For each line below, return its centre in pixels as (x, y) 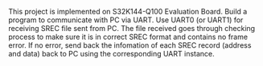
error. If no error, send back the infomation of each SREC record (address (130, 45)
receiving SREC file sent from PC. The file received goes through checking (132, 28)
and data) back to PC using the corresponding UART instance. (111, 54)
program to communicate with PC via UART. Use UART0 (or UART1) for (126, 20)
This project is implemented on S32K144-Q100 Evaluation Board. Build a (128, 12)
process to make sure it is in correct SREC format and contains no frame (128, 37)
